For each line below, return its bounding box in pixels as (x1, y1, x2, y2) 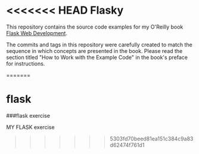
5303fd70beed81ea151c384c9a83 (110, 135, 194, 142)
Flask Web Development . (6, 29, 67, 36)
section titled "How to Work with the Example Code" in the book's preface (6, 54, 188, 61)
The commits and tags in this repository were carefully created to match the (6, 41, 192, 48)
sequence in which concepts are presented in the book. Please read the (6, 47, 183, 54)
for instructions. (6, 60, 45, 67)
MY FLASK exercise (6, 123, 55, 131)
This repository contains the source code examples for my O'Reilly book (6, 23, 184, 30)
